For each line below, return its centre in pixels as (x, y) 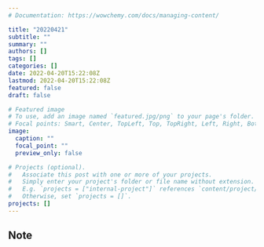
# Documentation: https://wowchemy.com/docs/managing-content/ (114, 15)
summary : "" (27, 44)
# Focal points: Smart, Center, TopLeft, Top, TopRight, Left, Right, (126, 124)
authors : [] (27, 52)
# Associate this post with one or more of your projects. (110, 174)
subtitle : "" (29, 37)
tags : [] (22, 59)
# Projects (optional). (47, 167)
